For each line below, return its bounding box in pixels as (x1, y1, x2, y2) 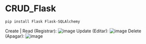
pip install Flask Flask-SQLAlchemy (5, 19, 80, 24)
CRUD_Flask (5, 3, 57, 14)
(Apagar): (5, 33, 25, 39)
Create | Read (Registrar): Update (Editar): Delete (5, 28, 142, 34)
